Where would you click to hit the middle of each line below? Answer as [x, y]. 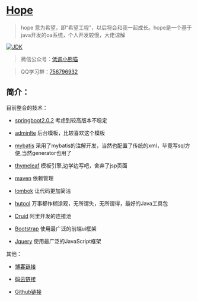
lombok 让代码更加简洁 [43, 191]
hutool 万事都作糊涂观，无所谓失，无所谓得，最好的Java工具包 [91, 203]
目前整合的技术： [27, 107]
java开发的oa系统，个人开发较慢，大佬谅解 [73, 35]
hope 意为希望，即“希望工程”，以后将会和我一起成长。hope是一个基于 [106, 27]
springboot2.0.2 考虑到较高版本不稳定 [61, 120]
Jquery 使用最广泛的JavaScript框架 [58, 241]
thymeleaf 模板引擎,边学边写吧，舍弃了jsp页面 [71, 165]
